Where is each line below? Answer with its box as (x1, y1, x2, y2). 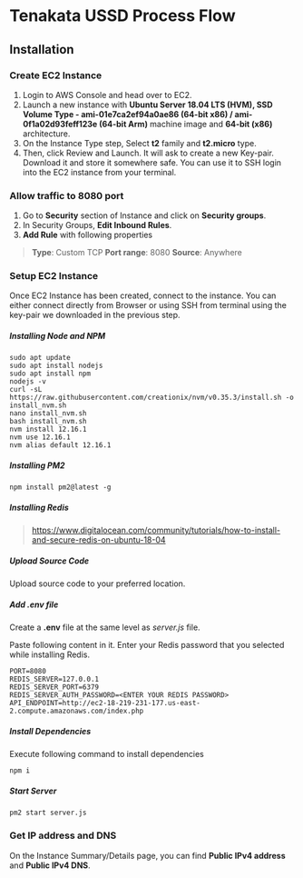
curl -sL (9, 385, 43, 394)
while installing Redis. (9, 649, 91, 660)
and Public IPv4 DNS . (9, 860, 91, 871)
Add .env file (9, 599, 59, 610)
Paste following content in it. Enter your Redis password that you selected (9, 640, 285, 651)
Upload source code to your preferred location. (9, 578, 186, 589)
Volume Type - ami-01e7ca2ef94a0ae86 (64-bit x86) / (22, 108, 233, 119)
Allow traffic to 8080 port (9, 189, 124, 202)
